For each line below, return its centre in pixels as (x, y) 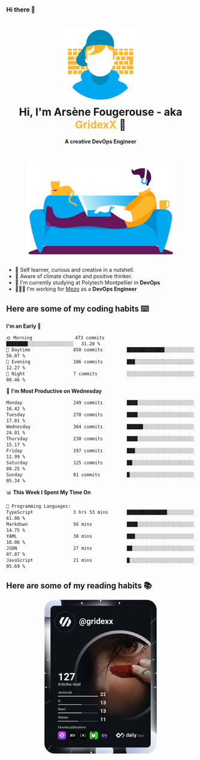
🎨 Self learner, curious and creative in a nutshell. (75, 270)
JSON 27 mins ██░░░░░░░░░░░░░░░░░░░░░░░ (100, 549)
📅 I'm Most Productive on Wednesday (54, 391)
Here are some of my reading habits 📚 (79, 586)
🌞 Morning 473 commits (55, 338)
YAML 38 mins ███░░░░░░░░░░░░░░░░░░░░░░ (100, 537)
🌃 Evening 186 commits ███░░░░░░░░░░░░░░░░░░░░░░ (100, 362)
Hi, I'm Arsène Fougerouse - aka (101, 112)
